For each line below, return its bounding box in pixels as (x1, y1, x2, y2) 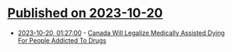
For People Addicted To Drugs (17, 36, 107, 44)
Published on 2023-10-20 (7, 5, 164, 21)
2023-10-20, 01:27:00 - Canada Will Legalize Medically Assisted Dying (17, 28, 226, 37)
